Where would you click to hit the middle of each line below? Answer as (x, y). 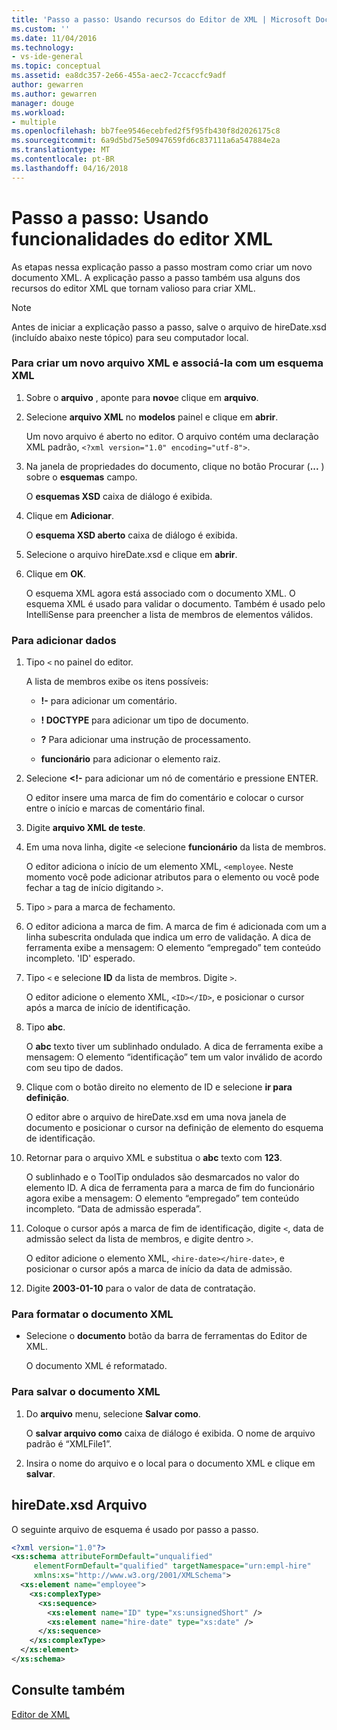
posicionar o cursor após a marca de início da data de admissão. (159, 1269)
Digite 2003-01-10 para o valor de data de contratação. (140, 1288)
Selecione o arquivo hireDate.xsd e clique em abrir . (131, 554)
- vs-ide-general (47, 57)
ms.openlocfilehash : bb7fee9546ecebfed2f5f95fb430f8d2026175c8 (146, 131)
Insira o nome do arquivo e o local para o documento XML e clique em (170, 1463)
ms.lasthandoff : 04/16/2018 (70, 168)
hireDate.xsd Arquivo (79, 1505)
